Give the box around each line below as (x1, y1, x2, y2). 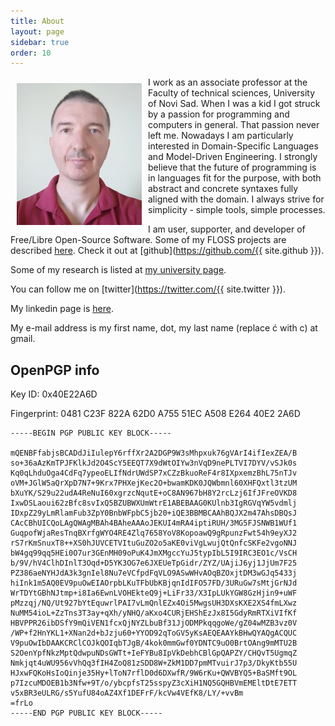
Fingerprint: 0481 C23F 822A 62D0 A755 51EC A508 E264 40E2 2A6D (10, 408, 301, 420)
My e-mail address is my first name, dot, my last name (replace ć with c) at (10, 322, 318, 334)
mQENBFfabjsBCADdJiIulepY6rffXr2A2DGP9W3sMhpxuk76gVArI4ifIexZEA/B (10, 448, 298, 459)
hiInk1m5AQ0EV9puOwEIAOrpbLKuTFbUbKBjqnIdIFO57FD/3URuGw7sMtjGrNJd (10, 578, 298, 589)
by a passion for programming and (148, 108, 290, 120)
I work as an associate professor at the (148, 76, 308, 89)
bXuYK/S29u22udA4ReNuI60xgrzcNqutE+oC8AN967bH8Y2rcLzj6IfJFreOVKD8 (10, 488, 298, 499)
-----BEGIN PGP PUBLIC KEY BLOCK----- (10, 428, 172, 439)
